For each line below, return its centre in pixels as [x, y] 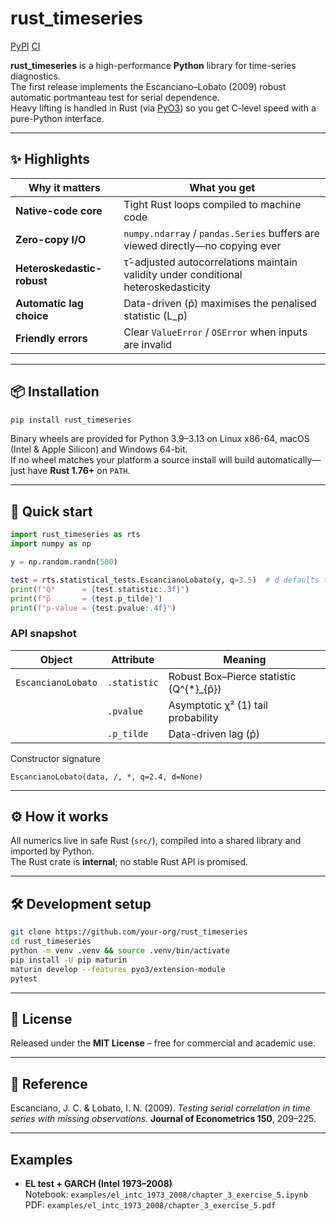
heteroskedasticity [167, 287]
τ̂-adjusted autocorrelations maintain [210, 262]
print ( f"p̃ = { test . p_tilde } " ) [86, 598]
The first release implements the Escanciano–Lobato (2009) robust [148, 86]
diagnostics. [35, 76]
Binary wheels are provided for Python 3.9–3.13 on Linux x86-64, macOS [160, 439]
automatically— [289, 460]
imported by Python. [52, 851]
